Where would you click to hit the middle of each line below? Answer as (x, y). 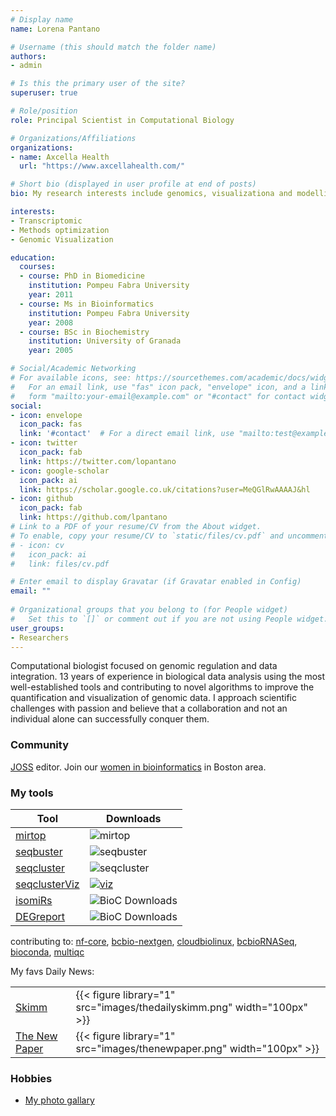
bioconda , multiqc (47, 952)
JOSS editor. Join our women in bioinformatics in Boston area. (138, 767)
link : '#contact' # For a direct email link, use (127, 434)
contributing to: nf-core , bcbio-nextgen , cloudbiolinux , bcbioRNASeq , (154, 941)
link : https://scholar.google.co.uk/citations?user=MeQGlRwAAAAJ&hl (165, 489)
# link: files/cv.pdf (60, 564)
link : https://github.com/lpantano (93, 517)
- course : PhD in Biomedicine (82, 276)
